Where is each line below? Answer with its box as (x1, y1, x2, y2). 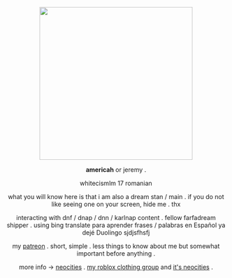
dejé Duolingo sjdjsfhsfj (82, 228, 150, 237)
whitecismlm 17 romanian (80, 179, 152, 187)
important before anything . (76, 249, 156, 258)
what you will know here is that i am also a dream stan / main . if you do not (8, 193, 224, 200)
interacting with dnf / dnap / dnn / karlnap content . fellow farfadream (15, 214, 217, 221)
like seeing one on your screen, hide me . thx (51, 200, 181, 208)
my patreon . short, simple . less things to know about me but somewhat (12, 242, 220, 250)
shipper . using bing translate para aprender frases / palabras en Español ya (6, 221, 226, 229)
